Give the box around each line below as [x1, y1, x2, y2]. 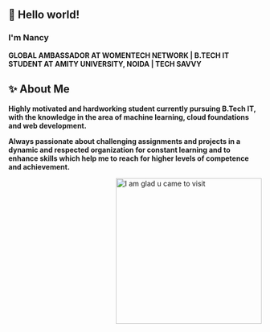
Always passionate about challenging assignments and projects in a [8, 136, 241, 146]
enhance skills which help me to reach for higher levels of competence [8, 154, 249, 163]
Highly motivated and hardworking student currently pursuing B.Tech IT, [8, 104, 256, 113]
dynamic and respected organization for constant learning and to [8, 145, 231, 154]
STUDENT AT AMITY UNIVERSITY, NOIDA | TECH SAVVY [8, 59, 202, 68]
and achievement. [8, 162, 71, 171]
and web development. [8, 121, 87, 130]
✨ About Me [8, 82, 70, 96]
